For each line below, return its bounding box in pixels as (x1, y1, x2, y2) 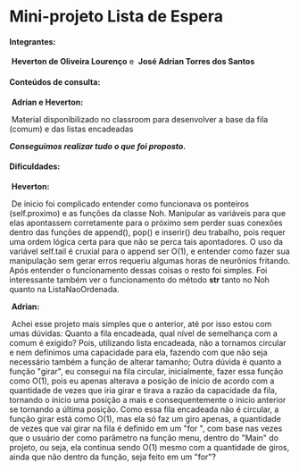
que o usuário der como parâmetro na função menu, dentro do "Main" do (9, 432, 279, 443)
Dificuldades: (9, 161, 61, 172)
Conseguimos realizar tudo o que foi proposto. (9, 140, 187, 151)
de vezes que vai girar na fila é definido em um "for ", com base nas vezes (9, 423, 283, 433)
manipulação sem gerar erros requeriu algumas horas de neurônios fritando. (9, 255, 291, 265)
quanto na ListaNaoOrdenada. (9, 283, 120, 294)
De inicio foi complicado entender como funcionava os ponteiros (11, 198, 250, 209)
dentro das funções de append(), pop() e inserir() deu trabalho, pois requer (9, 226, 286, 238)
